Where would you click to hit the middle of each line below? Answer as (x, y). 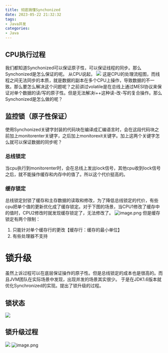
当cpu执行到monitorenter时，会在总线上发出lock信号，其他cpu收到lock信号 (83, 168)
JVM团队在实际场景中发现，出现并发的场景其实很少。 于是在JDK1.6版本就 (85, 279)
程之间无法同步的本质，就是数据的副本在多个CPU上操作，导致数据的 (75, 80)
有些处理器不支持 (30, 236)
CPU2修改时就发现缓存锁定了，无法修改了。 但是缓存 (91, 213)
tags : (11, 19)
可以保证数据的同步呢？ (38, 142)
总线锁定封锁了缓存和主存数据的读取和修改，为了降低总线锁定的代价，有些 (82, 201)
